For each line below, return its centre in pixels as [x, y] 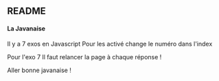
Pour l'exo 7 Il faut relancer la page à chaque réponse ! [84, 56]
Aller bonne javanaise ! [39, 70]
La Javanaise [26, 28]
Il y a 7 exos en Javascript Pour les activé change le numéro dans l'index [110, 44]
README [26, 11]
